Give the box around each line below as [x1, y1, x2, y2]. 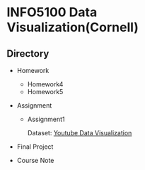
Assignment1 [27, 115, 65, 123]
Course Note [16, 157, 54, 164]
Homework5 [27, 88, 64, 96]
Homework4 [27, 80, 64, 89]
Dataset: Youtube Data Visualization [27, 129, 132, 137]
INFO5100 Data [6, 4, 98, 21]
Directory [6, 47, 50, 59]
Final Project [16, 142, 54, 151]
